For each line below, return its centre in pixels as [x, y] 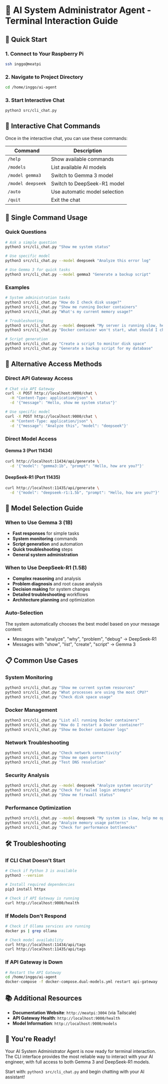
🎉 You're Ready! [31, 1039]
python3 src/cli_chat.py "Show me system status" [58, 247]
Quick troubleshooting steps [42, 549]
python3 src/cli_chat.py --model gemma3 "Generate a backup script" [78, 274]
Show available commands [82, 159]
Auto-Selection [24, 613]
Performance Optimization [38, 808]
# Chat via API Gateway [30, 389]
